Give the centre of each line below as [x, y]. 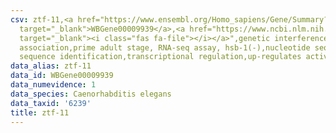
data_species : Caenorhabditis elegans [91, 94]
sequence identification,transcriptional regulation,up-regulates [160, 57]
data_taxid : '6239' [51, 103]
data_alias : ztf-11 [51, 66]
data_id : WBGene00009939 [62, 76]
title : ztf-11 [40, 112]
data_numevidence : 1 [53, 85]
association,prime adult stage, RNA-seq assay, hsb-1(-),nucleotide [165, 47]
